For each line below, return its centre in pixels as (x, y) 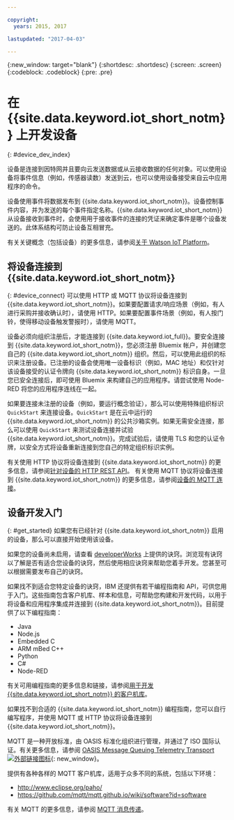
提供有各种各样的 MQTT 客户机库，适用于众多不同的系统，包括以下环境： (112, 773)
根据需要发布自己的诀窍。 (50, 571)
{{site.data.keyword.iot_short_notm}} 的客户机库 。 (79, 694)
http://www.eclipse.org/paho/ (60, 787)
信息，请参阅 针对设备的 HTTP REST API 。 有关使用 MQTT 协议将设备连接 (118, 471)
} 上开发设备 (42, 135)
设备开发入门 (35, 513)
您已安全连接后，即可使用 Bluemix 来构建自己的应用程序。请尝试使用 (106, 380)
